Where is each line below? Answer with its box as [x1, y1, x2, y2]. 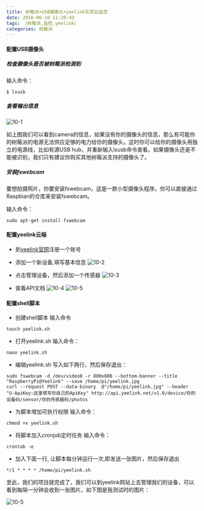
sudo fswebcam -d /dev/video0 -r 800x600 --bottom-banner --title [6, 373, 178, 379]
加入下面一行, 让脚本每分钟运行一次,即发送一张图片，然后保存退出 [15, 455, 180, 462]
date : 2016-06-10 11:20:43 [6, 15, 75, 21]
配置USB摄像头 [6, 45, 44, 52]
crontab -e [6, 444, 34, 450]
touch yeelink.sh [6, 326, 50, 333]
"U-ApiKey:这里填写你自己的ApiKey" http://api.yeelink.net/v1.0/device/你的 [6, 390, 196, 396]
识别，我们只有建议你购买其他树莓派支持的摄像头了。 [16, 153, 150, 161]
